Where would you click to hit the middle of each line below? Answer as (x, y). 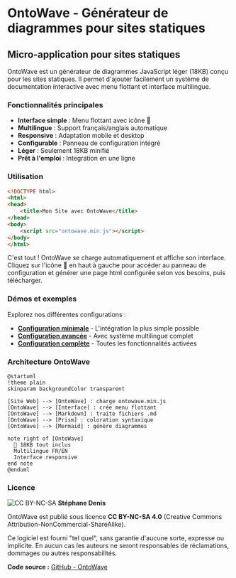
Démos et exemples (42, 299)
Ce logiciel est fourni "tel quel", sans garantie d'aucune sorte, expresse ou (116, 538)
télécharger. (25, 280)
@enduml (19, 470)
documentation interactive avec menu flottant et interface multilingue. (109, 86)
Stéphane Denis (82, 503)
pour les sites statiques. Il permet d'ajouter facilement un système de (108, 79)
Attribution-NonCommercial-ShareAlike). (67, 525)
